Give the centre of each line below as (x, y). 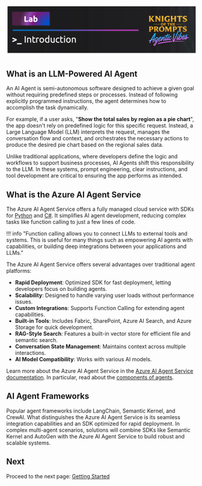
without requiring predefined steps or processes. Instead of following (92, 95)
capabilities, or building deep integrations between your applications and (96, 246)
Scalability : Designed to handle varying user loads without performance (104, 295)
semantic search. (36, 340)
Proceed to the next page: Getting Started (58, 476)
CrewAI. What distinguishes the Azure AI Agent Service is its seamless (93, 417)
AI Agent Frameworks (48, 396)
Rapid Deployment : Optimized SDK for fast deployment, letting (93, 282)
